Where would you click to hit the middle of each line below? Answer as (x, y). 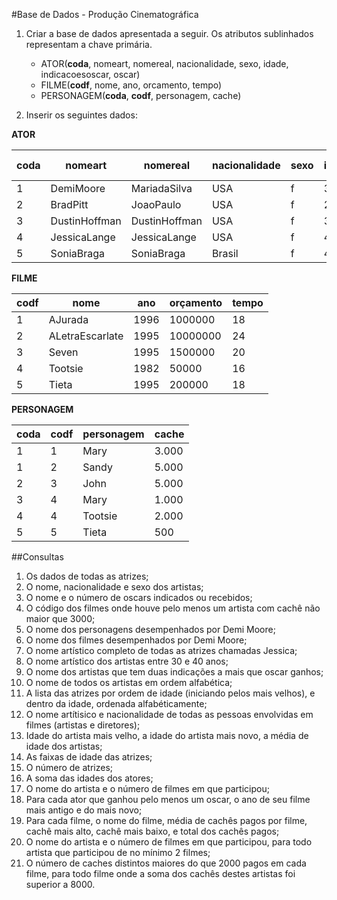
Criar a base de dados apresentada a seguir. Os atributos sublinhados (169, 33)
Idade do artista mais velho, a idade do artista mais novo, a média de (167, 735)
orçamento (196, 302)
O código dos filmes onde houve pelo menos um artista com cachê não (173, 608)
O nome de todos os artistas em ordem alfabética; (129, 682)
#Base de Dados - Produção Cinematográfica (105, 14)
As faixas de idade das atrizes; (89, 757)
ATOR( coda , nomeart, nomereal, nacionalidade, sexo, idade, (164, 63)
